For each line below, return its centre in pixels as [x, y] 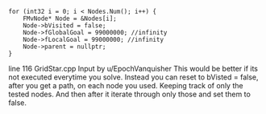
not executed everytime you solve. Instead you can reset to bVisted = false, [134, 77]
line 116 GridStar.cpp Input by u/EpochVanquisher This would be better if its [133, 69]
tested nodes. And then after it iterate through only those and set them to [130, 94]
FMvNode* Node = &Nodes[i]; [70, 18]
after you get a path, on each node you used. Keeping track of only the [126, 85]
